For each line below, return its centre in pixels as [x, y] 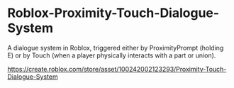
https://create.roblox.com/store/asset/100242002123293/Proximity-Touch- [117, 69]
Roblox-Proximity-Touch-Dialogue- [113, 13]
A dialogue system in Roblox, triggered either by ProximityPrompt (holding [116, 48]
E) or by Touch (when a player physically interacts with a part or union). [112, 55]
